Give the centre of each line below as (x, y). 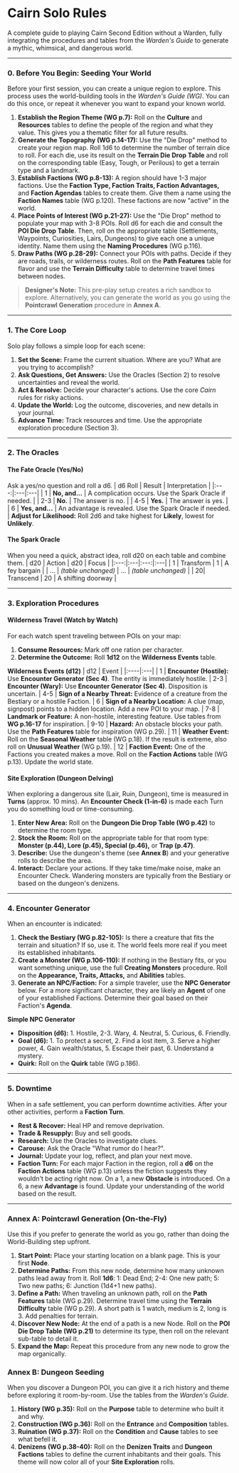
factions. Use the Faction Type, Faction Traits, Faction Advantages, (118, 186)
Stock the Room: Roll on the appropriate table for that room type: (113, 838)
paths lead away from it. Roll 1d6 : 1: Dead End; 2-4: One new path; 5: (118, 1278)
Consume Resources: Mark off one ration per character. (100, 650)
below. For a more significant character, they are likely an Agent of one (122, 991)
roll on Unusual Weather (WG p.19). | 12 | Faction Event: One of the (106, 746)
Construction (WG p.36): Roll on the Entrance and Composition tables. (123, 1424)
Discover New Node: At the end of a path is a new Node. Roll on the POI (124, 1324)
